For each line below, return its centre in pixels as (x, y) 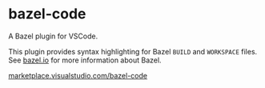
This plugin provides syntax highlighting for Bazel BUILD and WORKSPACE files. (133, 51)
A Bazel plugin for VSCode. (53, 36)
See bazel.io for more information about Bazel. (85, 60)
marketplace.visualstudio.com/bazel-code (78, 75)
